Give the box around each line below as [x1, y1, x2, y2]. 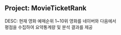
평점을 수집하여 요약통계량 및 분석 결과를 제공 [4, 24, 93, 30]
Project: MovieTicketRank [4, 4, 87, 12]
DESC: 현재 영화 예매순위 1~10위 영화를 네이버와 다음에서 [4, 17, 116, 24]
